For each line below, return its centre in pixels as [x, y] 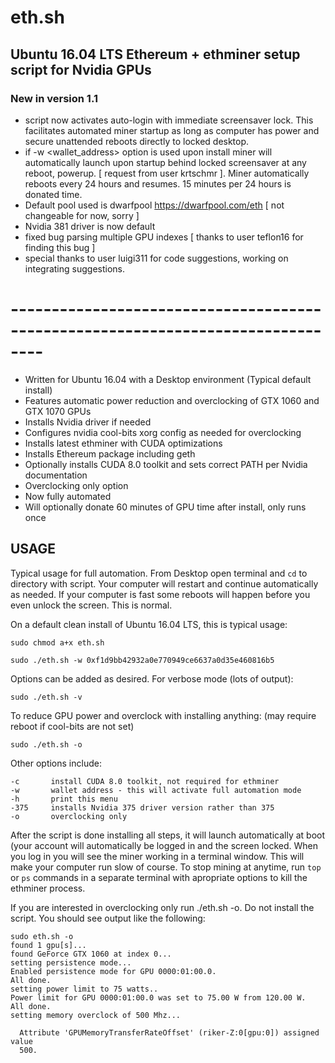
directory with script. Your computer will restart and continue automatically [164, 583]
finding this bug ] [60, 247]
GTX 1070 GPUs [58, 411]
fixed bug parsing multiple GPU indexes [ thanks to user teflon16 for [164, 237]
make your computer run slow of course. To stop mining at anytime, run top [166, 867]
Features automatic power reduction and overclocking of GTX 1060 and [172, 400]
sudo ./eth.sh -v [46, 697]
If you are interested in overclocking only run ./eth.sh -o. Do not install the [162, 907]
